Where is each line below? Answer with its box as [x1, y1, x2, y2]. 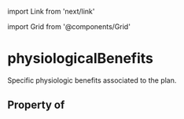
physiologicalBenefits [7, 50, 154, 68]
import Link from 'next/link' [7, 7, 95, 16]
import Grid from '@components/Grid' [7, 22, 131, 31]
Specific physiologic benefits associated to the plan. [7, 75, 177, 85]
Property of [7, 99, 65, 112]
